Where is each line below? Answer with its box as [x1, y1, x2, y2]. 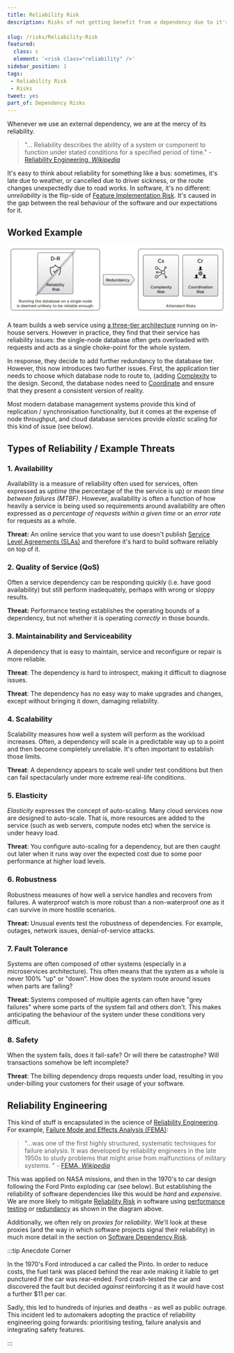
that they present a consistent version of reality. [7, 386, 144, 395]
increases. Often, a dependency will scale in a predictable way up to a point [7, 738, 224, 746]
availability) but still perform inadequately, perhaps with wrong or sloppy [7, 585, 215, 594]
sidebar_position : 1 [7, 63, 68, 70]
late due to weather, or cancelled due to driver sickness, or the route [7, 177, 204, 185]
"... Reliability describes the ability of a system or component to [24, 140, 206, 149]
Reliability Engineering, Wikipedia [24, 156, 120, 164]
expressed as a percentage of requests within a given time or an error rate [7, 509, 221, 518]
